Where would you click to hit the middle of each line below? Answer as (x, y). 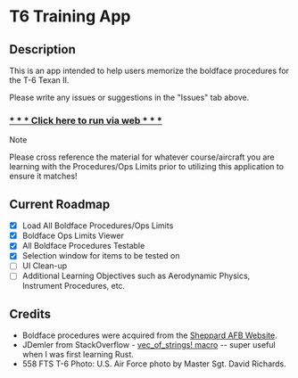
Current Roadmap (60, 204)
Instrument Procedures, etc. (74, 286)
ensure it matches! (43, 177)
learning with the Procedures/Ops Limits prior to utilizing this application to (146, 167)
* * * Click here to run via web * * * (86, 120)
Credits (30, 314)
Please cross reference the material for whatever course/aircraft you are (142, 157)
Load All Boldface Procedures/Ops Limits (98, 226)
